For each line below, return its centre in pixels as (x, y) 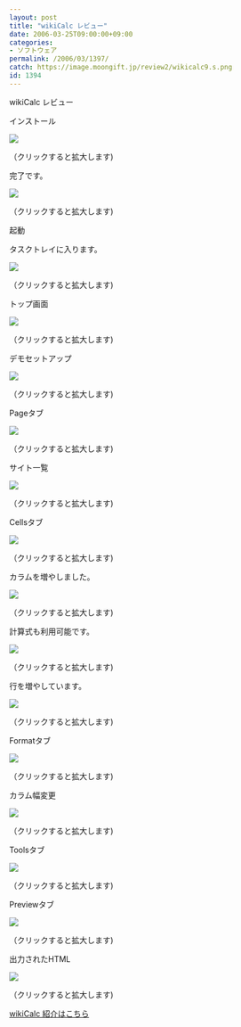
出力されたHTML (40, 958)
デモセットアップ (40, 358)
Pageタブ (27, 413)
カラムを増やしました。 (52, 577)
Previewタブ (32, 904)
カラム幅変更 (32, 795)
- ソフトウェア (33, 51)
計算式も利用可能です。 (52, 631)
